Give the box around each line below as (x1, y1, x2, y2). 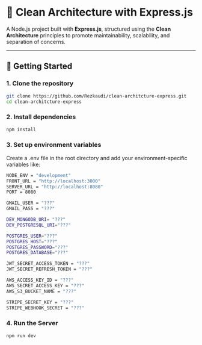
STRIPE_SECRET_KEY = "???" (6, 299, 74, 305)
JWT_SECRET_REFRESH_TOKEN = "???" (6, 266, 93, 273)
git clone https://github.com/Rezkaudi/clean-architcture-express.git (6, 93, 187, 99)
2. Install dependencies (6, 113, 76, 121)
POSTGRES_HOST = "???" (6, 238, 58, 244)
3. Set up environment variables (6, 141, 102, 149)
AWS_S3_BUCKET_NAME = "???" (6, 288, 77, 294)
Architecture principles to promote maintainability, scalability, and (6, 31, 170, 39)
